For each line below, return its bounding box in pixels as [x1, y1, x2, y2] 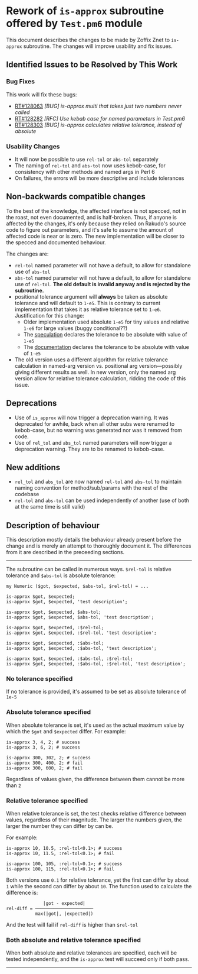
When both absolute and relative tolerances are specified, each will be [6, 949, 177, 956]
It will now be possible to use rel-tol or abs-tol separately [14, 156, 159, 163]
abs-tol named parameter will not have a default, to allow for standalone [14, 274, 192, 281]
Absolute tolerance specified [6, 708, 91, 716]
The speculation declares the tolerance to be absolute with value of [23, 331, 187, 338]
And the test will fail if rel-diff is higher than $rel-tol [6, 921, 138, 928]
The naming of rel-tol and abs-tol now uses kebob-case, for [14, 161, 166, 169]
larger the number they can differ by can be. [6, 823, 114, 830]
